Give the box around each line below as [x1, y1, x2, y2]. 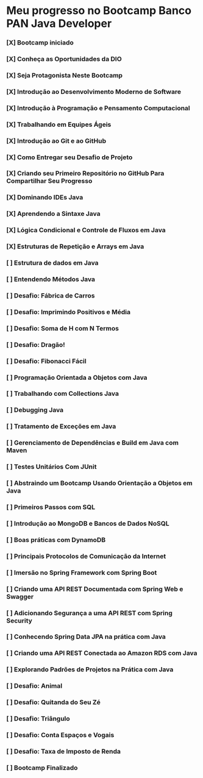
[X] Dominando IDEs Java [6, 193, 84, 202]
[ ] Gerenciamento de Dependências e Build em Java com [6, 438, 179, 447]
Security [6, 616, 32, 625]
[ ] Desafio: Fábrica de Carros [6, 291, 95, 299]
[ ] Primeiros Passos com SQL [6, 503, 96, 511]
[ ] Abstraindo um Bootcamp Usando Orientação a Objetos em [6, 479, 193, 488]
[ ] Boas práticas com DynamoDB [6, 535, 106, 544]
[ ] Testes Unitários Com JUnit [6, 463, 97, 471]
